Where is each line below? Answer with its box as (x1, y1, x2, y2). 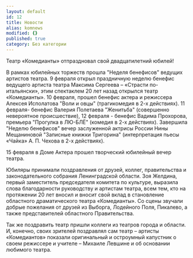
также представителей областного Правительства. (6, 209, 135, 217)
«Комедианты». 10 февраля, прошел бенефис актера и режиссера (6, 93, 173, 100)
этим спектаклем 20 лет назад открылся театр (40, 87, 158, 94)
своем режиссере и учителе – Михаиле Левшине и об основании (6, 240, 171, 247)
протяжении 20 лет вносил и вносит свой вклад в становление (6, 191, 164, 198)
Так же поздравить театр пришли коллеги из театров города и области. (6, 221, 186, 228)
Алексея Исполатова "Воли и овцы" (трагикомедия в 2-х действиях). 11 (6, 100, 185, 107)
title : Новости (6, 19, 43, 25)
